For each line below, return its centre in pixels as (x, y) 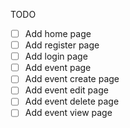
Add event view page (68, 113)
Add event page (58, 68)
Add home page (58, 33)
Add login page (56, 56)
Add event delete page (72, 101)
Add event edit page (66, 90)
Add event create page (72, 79)
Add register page (62, 45)
